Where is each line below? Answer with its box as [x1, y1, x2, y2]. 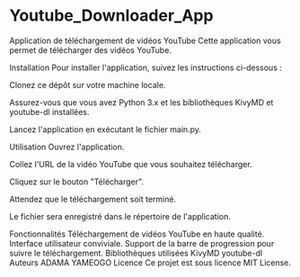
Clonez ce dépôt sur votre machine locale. [9, 79, 166, 90]
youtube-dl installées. [9, 106, 90, 117]
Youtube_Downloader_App [9, 5, 214, 26]
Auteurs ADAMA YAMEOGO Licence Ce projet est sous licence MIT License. [9, 257, 292, 268]
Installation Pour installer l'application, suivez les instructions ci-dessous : [9, 62, 283, 73]
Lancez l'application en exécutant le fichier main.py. [9, 123, 202, 135]
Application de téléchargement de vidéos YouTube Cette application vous [9, 35, 281, 46]
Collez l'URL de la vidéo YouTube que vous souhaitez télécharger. [9, 158, 253, 169]
